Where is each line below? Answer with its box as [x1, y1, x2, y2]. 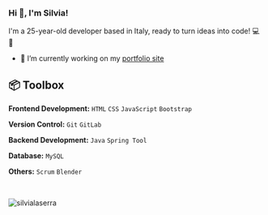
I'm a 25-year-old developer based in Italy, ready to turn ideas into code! [8, 26, 251, 36]
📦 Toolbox [8, 78, 65, 92]
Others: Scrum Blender [8, 166, 83, 177]
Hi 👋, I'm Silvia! [8, 7, 69, 19]
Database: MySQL [8, 151, 65, 161]
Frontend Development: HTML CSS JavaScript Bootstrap [8, 104, 193, 114]
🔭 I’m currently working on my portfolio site [19, 54, 164, 63]
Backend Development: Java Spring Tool [8, 135, 147, 145]
